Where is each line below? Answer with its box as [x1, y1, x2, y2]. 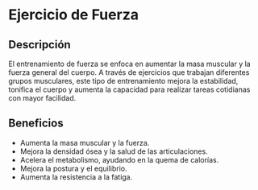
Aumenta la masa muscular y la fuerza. [19, 138, 150, 147]
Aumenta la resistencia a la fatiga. [19, 171, 133, 182]
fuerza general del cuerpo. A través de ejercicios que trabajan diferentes [8, 68, 250, 77]
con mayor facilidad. [8, 93, 77, 102]
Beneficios [8, 117, 64, 130]
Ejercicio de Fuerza [8, 6, 139, 24]
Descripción [8, 38, 71, 52]
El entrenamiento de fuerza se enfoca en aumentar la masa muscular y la [8, 59, 252, 68]
